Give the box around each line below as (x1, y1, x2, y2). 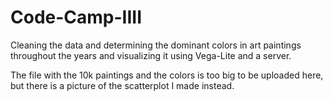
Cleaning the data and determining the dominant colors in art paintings (10, 39, 302, 51)
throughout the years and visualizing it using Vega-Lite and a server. (10, 49, 292, 61)
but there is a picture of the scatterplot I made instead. (10, 79, 235, 91)
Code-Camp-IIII (10, 6, 143, 29)
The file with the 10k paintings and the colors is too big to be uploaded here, (10, 69, 324, 81)
